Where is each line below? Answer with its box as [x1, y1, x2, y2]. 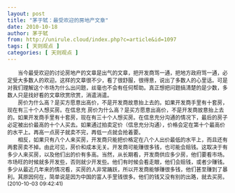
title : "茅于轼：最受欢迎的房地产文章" [7, 17, 108, 24]
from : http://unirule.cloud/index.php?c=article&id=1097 [7, 36, 177, 43]
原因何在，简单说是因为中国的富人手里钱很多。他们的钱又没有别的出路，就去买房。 [23, 173, 229, 180]
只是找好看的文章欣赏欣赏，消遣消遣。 [17, 92, 113, 99]
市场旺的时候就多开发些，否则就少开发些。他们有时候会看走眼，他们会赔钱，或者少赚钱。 [7, 158, 229, 166]
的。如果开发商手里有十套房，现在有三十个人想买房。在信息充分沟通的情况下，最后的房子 [7, 113, 229, 121]
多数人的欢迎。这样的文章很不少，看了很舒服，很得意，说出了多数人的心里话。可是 [23, 76, 229, 84]
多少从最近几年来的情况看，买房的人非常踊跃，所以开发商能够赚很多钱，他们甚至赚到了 [7, 166, 223, 173]
